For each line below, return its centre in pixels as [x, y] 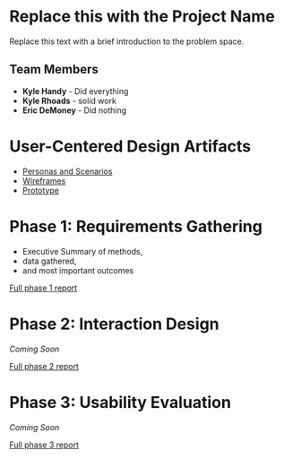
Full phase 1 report [43, 288]
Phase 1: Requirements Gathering [136, 226]
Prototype [41, 190]
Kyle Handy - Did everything [75, 91]
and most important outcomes [78, 270]
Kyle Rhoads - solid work [69, 100]
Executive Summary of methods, [82, 251]
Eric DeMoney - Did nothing [74, 110]
